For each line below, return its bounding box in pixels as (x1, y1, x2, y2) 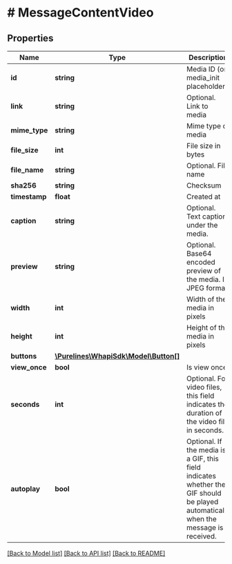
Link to (186, 101, 209, 111)
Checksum (186, 181, 222, 190)
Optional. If (186, 436, 222, 446)
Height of (186, 323, 217, 332)
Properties (7, 32, 54, 44)
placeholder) (186, 81, 228, 91)
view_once (10, 363, 47, 372)
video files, (186, 383, 222, 392)
